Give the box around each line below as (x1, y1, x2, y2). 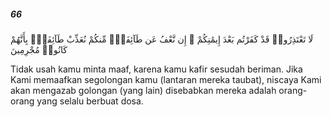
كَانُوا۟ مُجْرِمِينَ (10, 43, 68, 55)
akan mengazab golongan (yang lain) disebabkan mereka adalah (10, 84, 277, 96)
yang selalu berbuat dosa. (36, 95, 144, 107)
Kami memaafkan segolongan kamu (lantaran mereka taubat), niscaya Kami (10, 73, 322, 85)
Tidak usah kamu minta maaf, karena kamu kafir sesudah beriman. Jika (10, 63, 303, 75)
